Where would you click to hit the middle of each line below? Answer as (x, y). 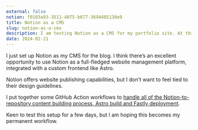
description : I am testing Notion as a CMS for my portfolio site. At (95, 34)
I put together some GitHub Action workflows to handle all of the (84, 97)
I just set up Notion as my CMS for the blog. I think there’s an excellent (91, 56)
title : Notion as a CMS (35, 22)
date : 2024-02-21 (27, 39)
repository (19, 103)
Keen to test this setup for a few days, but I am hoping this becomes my (93, 115)
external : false (26, 11)
